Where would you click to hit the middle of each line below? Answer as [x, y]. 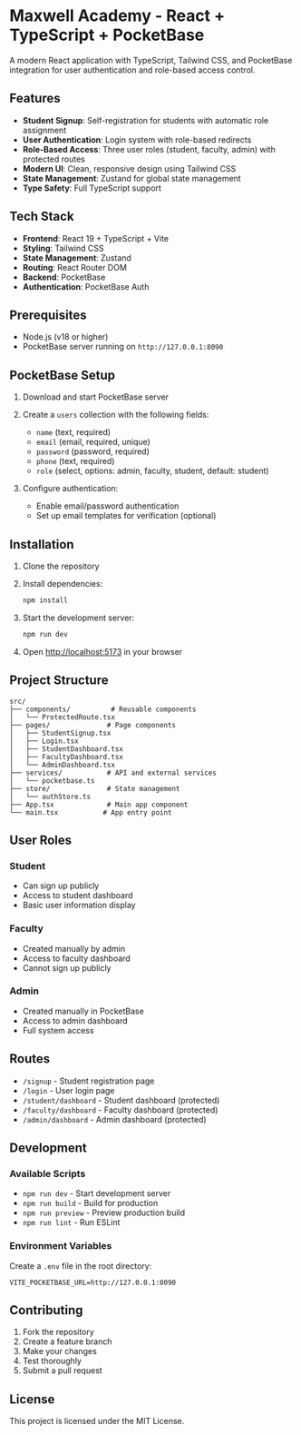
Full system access [58, 1030]
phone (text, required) [75, 461]
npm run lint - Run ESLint [71, 1222]
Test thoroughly [52, 1361]
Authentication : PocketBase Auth [86, 286]
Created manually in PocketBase [83, 1011]
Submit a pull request [62, 1371]
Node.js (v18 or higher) [65, 337]
